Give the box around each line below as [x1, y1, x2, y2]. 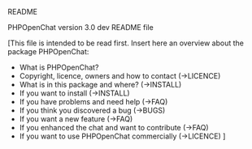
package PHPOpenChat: [7, 47, 89, 56]
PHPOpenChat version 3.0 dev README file [7, 23, 154, 32]
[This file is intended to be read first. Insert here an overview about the [7, 38, 245, 48]
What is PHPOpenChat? [19, 62, 99, 72]
